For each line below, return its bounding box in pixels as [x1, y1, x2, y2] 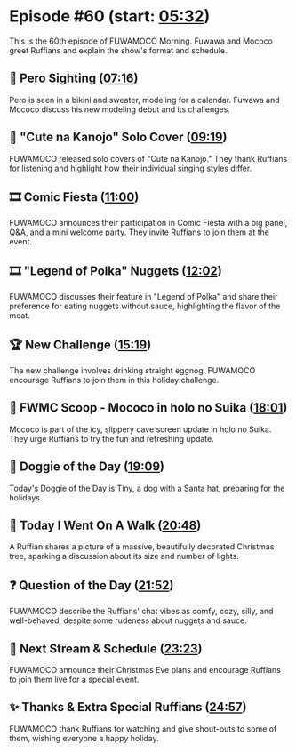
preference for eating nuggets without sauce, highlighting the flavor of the [9, 300, 281, 312]
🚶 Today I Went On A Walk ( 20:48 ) [9, 518, 202, 533]
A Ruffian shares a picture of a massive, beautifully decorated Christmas [9, 541, 275, 552]
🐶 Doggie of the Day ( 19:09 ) [9, 460, 164, 475]
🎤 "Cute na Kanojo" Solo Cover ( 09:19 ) [9, 130, 228, 145]
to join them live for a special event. [9, 674, 140, 685]
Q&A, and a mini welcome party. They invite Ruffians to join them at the [9, 227, 269, 237]
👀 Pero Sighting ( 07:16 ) [9, 71, 139, 86]
